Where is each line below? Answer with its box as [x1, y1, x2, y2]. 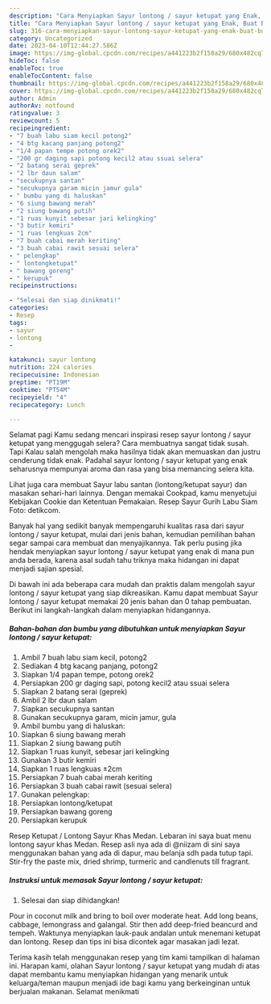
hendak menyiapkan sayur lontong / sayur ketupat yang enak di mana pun [9, 547, 255, 556]
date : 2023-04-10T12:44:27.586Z [9, 42, 117, 50]
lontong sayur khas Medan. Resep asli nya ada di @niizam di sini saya [9, 839, 240, 849]
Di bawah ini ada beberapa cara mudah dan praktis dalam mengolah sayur [9, 580, 256, 589]
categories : [9, 304, 49, 312]
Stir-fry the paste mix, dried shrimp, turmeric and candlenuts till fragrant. [9, 856, 251, 867]
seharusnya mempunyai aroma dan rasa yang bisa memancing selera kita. [9, 465, 255, 474]
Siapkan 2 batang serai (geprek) [20, 687, 128, 697]
